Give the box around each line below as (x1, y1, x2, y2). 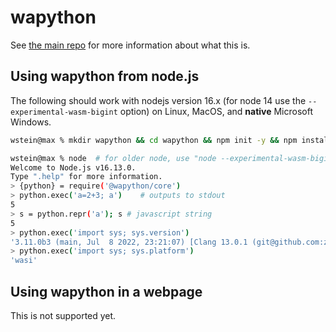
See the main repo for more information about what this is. (10, 39, 251, 51)
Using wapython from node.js (10, 68, 200, 85)
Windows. (10, 116, 52, 128)
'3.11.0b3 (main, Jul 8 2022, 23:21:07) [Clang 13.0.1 (10, 237, 248, 247)
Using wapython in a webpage (10, 283, 203, 300)
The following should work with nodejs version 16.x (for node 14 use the (10, 94, 307, 106)
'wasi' (10, 256, 38, 266)
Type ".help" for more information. (10, 172, 163, 182)
